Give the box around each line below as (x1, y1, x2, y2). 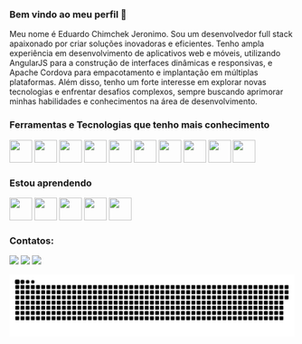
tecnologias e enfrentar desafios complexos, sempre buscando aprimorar (9, 86, 284, 98)
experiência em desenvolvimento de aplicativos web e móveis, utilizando (9, 48, 281, 59)
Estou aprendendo (9, 177, 92, 189)
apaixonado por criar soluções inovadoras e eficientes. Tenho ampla (9, 38, 265, 49)
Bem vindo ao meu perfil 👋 (9, 8, 127, 21)
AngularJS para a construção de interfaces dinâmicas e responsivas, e (9, 58, 273, 69)
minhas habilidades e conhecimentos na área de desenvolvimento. (9, 96, 258, 107)
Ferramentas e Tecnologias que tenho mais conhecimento (9, 119, 270, 131)
